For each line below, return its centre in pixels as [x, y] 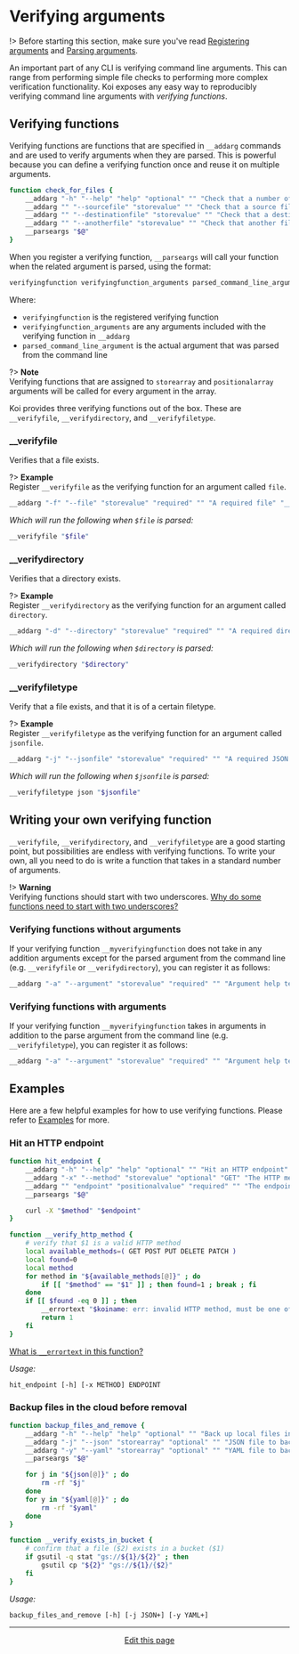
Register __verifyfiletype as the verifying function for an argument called [145, 734]
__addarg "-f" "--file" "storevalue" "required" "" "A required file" [143, 503]
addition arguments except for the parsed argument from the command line [148, 958]
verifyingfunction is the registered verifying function [121, 317]
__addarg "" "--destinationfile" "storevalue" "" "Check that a [147, 215]
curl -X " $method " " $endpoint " [83, 1211]
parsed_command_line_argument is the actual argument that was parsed [150, 345]
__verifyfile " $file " [49, 536]
